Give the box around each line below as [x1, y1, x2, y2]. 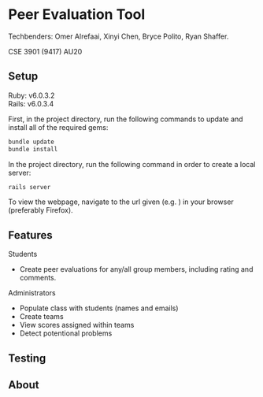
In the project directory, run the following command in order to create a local [8, 159, 256, 169]
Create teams [19, 312, 65, 321]
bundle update [8, 138, 55, 146]
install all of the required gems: [8, 122, 109, 132]
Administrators [8, 288, 57, 298]
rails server [8, 183, 51, 191]
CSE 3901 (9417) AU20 [8, 46, 83, 56]
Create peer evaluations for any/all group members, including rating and [19, 265, 254, 274]
